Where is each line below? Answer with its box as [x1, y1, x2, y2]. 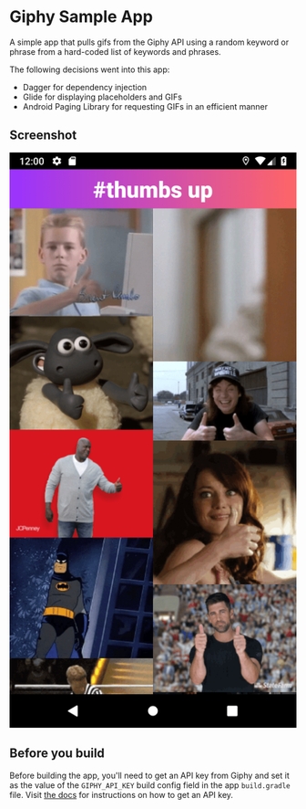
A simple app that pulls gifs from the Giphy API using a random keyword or [9, 37, 290, 47]
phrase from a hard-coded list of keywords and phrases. [9, 46, 221, 57]
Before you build [9, 746, 105, 762]
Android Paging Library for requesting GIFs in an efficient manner [22, 100, 269, 111]
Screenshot [9, 128, 77, 143]
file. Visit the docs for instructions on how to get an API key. [9, 789, 234, 800]
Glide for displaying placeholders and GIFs [22, 91, 182, 102]
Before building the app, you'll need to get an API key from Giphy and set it [9, 770, 290, 781]
